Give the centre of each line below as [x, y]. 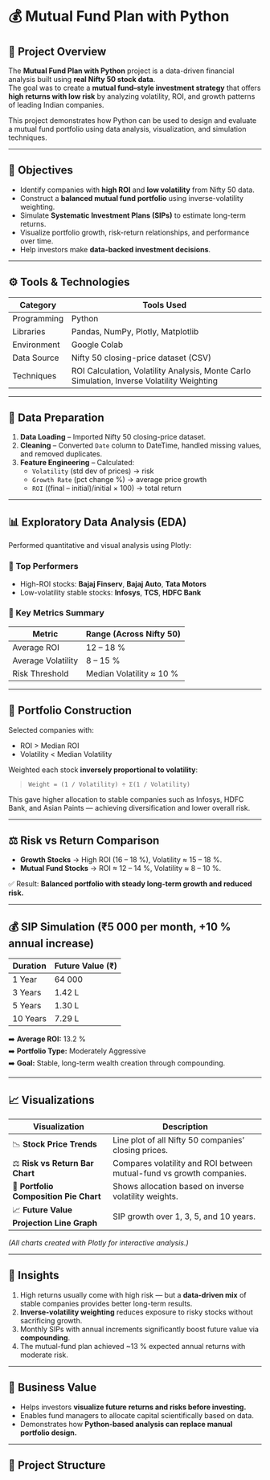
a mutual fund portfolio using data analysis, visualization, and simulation [127, 129]
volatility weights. [145, 1196]
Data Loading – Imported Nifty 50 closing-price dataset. [113, 437]
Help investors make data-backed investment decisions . [115, 249]
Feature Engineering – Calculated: [77, 463]
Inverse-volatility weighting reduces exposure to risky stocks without [136, 1312]
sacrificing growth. [51, 1320]
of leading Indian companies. [56, 105]
